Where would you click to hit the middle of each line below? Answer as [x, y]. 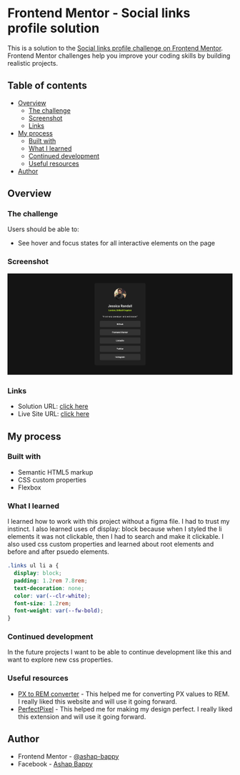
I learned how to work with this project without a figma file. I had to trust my [119, 522]
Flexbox [29, 487]
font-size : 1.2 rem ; [43, 603]
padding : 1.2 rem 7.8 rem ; [51, 581]
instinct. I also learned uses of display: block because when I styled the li [115, 529]
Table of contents [47, 86]
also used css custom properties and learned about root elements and [111, 544]
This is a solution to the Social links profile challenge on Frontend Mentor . [115, 48]
